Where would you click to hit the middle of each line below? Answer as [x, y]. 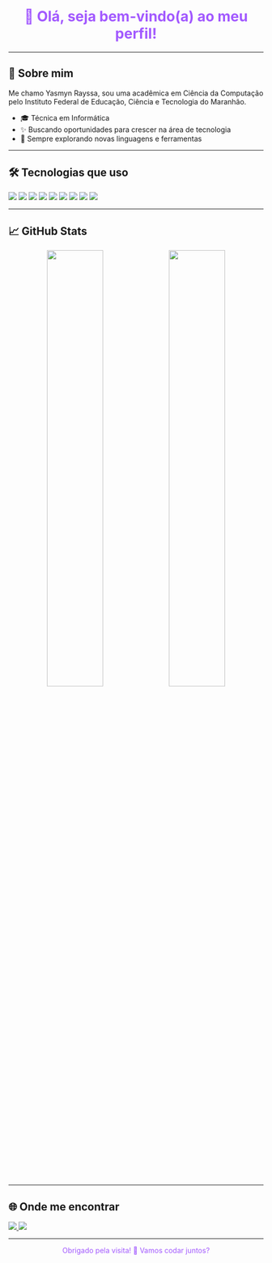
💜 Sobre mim [41, 73]
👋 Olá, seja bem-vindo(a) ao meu [136, 17]
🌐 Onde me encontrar [64, 1207]
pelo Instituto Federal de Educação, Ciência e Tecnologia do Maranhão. [127, 101]
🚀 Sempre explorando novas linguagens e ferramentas [111, 138]
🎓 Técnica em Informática [65, 117]
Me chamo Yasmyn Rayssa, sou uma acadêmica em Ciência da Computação [136, 93]
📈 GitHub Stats [48, 231]
